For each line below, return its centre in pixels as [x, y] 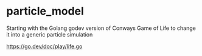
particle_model [45, 11]
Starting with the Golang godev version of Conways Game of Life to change [101, 28]
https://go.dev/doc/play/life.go [44, 46]
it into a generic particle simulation [50, 34]
